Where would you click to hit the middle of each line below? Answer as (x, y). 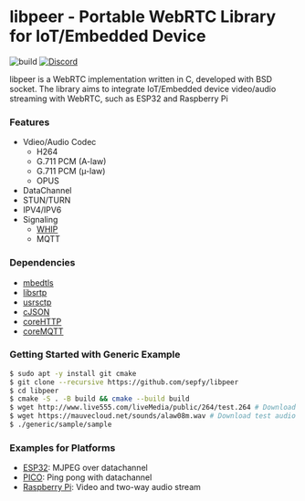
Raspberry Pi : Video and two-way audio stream (111, 487)
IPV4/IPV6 (42, 210)
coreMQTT (43, 331)
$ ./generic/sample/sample (61, 425)
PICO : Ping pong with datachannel (87, 477)
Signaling (40, 220)
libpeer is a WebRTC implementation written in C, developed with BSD (141, 78)
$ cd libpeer (34, 391)
